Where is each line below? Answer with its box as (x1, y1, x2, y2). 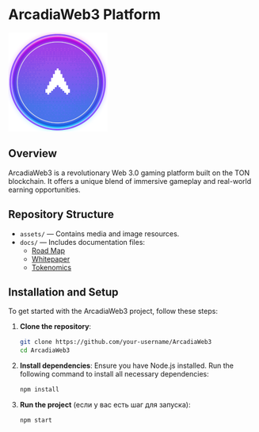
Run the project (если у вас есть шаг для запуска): (19, 400, 191, 409)
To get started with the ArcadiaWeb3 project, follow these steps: (8, 307, 218, 316)
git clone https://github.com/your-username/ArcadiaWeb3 (19, 338, 212, 346)
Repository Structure (8, 208, 115, 221)
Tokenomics (31, 262, 72, 272)
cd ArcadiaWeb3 (19, 346, 70, 354)
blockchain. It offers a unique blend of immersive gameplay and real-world (8, 176, 252, 185)
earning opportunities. (8, 185, 81, 194)
